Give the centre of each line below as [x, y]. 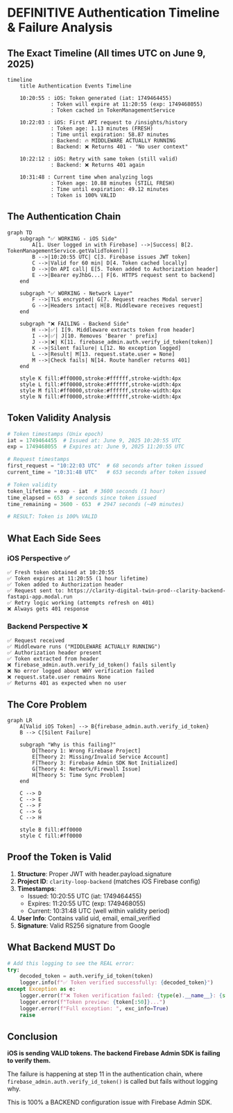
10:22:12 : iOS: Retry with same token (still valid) [99, 159]
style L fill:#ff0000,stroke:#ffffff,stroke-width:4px [101, 384]
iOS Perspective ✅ [39, 558]
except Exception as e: [42, 989]
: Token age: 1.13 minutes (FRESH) [102, 128]
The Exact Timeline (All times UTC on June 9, [106, 53]
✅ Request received [36, 641]
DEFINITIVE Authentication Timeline [113, 13]
